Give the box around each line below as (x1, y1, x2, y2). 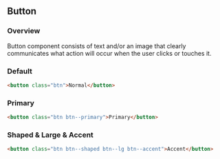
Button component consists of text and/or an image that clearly (7, 41, 186, 50)
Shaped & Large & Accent (7, 130, 94, 140)
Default (7, 66, 33, 76)
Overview (7, 26, 41, 36)
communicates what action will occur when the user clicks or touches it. (7, 49, 212, 57)
